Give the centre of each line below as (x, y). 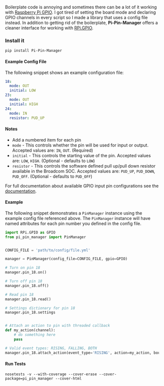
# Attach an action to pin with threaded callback (58, 326)
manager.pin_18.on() (26, 272)
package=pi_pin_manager (29, 378)
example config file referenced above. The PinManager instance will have (78, 218)
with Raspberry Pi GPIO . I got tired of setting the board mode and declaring (81, 12)
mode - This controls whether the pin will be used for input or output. (80, 145)
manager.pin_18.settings (30, 313)
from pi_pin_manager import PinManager (46, 237)
